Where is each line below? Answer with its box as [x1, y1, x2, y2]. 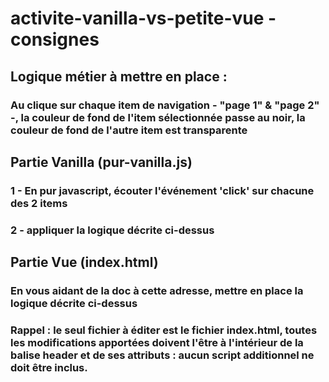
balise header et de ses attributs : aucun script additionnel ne [10, 348, 315, 362]
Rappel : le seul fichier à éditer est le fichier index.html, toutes [10, 323, 318, 337]
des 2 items [10, 196, 68, 210]
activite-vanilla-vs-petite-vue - [10, 7, 277, 30]
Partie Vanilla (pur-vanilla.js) [10, 153, 193, 171]
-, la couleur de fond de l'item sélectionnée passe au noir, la [10, 110, 306, 124]
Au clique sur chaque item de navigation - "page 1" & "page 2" [10, 98, 320, 112]
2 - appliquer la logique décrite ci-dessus [10, 223, 215, 237]
